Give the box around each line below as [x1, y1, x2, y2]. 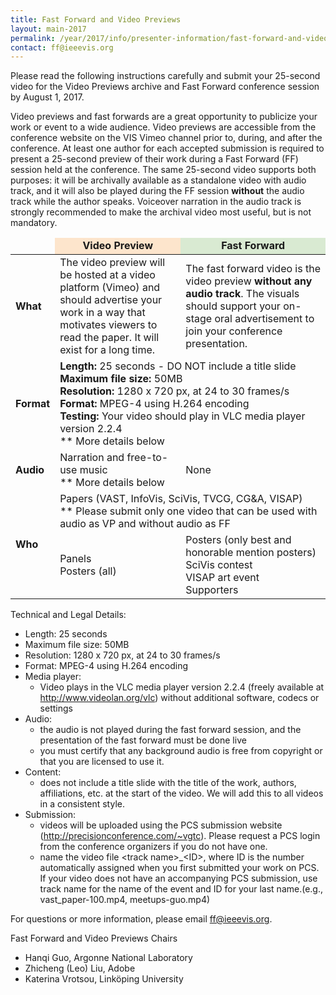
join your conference [185, 324, 283, 338]
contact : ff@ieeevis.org [10, 42, 114, 53]
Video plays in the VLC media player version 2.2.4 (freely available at [39, 681, 325, 693]
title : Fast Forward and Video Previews [10, 14, 182, 25]
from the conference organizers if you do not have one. [39, 841, 268, 853]
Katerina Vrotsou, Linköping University [24, 973, 184, 985]
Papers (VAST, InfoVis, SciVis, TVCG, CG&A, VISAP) [59, 492, 303, 506]
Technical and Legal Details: [10, 609, 127, 621]
